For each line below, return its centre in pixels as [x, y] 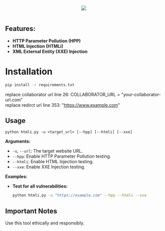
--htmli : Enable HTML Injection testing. [53, 162]
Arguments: [18, 141]
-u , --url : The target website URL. [48, 151]
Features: [20, 29]
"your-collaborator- [141, 94]
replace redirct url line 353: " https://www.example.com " [63, 105]
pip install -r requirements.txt [40, 85]
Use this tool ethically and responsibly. [45, 223]
